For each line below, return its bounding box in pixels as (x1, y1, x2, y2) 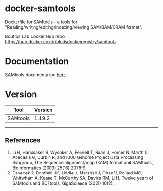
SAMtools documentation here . (5, 71, 67, 78)
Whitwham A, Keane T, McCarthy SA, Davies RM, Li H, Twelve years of (12, 175, 154, 181)
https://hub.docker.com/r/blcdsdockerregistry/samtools (5, 38, 116, 44)
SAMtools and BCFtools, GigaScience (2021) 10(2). (12, 180, 114, 186)
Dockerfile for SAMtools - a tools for (5, 19, 78, 25)
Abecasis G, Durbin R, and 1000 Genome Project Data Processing (12, 154, 143, 160)
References (5, 137, 41, 145)
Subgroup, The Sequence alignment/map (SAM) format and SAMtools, (12, 159, 153, 165)
